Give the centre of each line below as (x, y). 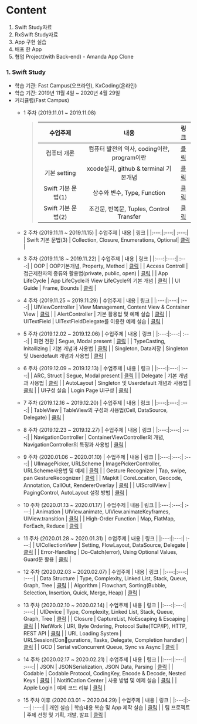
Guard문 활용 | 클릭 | (47, 559)
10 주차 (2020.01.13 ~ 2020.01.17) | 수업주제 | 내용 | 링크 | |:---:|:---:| (103, 505)
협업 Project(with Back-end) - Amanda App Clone (74, 56)
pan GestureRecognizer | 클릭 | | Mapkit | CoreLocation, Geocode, (103, 478)
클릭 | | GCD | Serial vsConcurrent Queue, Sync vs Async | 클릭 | (101, 647)
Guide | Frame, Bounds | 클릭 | (60, 288)
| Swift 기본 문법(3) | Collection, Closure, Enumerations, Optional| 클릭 (107, 240)
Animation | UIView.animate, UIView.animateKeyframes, (103, 512)
